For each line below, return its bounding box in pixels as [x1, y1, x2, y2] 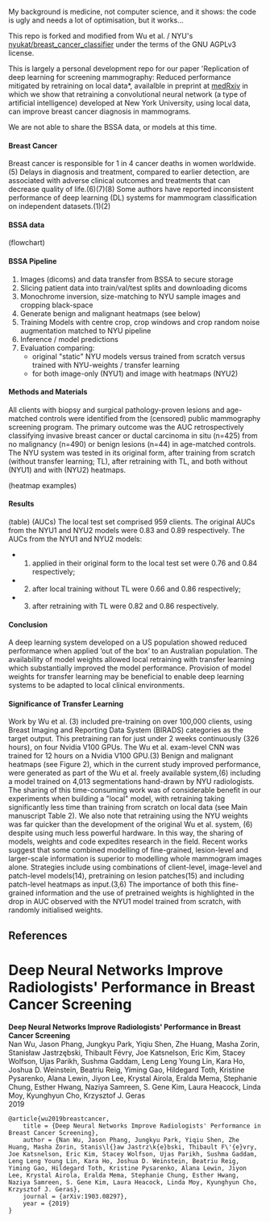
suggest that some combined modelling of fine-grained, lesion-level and [8, 845, 248, 855]
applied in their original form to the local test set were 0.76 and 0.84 [31, 558, 258, 568]
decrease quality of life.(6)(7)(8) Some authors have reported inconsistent [8, 185, 254, 194]
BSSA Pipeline [8, 256, 57, 265]
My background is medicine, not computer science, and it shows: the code [8, 7, 256, 16]
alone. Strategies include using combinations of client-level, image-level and [8, 862, 263, 872]
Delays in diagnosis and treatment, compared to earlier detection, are [19, 167, 250, 177]
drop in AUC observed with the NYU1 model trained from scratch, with [8, 897, 242, 907]
